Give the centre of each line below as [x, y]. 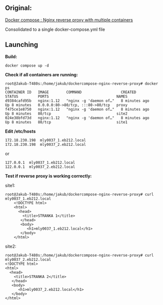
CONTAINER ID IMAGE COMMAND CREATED [71, 92]
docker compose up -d [27, 66]
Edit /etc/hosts [20, 131]
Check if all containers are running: [41, 74]
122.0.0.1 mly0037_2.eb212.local [40, 167]
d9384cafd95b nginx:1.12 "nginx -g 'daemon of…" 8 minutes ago [77, 101]
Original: [19, 8]
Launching [21, 45]
